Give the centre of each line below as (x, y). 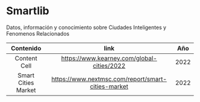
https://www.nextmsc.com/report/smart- (109, 79)
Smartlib (28, 11)
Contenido (26, 48)
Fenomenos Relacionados (38, 33)
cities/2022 (109, 65)
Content (26, 58)
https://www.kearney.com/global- (109, 58)
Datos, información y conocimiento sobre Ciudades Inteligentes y (86, 27)
